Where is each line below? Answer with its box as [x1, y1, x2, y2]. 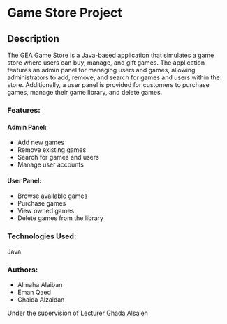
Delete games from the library [17, 214, 103, 222]
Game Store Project [7, 5, 122, 21]
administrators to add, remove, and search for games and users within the [7, 73, 220, 82]
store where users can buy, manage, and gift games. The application [7, 59, 205, 67]
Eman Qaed [17, 288, 51, 296]
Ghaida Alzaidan [17, 295, 65, 304]
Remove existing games [17, 146, 87, 154]
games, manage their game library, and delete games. [7, 88, 163, 96]
